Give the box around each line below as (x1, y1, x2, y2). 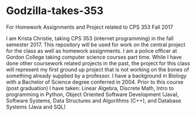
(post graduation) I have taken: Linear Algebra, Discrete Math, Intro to (6, 84, 174, 91)
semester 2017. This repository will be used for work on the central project (6, 41, 186, 48)
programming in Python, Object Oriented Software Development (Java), (6, 91, 180, 98)
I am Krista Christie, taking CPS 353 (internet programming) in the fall (6, 35, 174, 42)
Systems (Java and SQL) (6, 103, 66, 110)
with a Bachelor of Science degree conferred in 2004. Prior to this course (6, 78, 184, 86)
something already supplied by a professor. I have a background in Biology (6, 72, 187, 79)
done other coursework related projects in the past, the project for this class (6, 60, 190, 67)
